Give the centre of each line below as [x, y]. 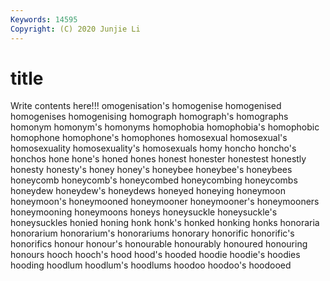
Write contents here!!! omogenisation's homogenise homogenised [146, 106]
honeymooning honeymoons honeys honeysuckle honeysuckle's [144, 212]
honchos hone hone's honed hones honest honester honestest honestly [158, 159]
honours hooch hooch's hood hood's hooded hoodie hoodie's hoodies [155, 255]
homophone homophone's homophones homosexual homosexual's [149, 138]
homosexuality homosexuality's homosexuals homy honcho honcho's [153, 148]
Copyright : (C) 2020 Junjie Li [75, 29]
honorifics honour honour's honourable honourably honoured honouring [159, 244]
